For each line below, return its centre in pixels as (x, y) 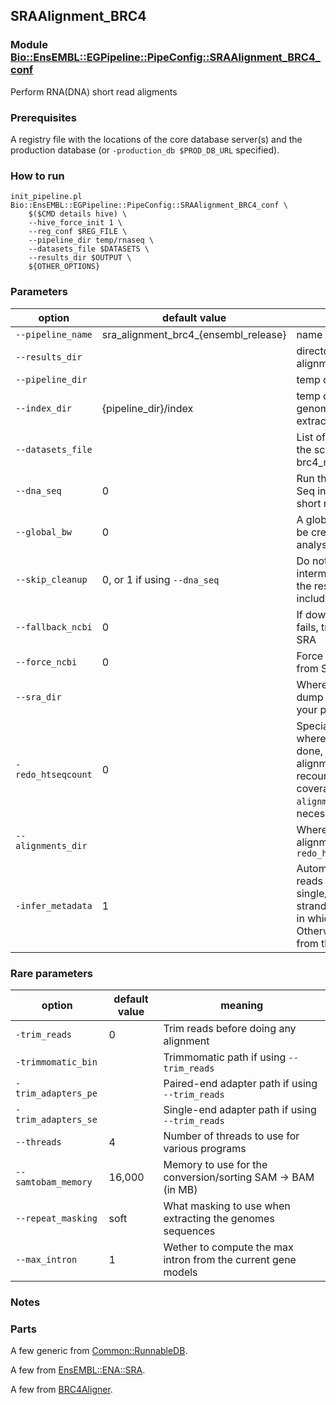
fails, (307, 627)
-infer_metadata (54, 905)
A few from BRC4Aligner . (61, 1390)
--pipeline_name (54, 334)
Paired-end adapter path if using (240, 1083)
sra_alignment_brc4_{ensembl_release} (194, 334)
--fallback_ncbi (54, 627)
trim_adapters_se (56, 1119)
